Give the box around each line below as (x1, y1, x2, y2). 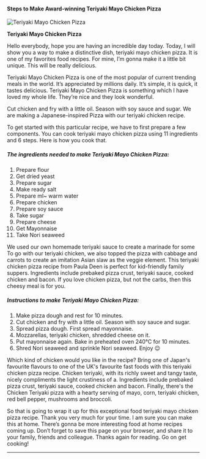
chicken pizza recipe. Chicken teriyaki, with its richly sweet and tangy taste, (7, 369, 198, 377)
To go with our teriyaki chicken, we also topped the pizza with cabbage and (7, 250, 197, 257)
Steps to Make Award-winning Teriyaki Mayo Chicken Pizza (7, 5, 161, 12)
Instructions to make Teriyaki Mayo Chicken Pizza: (7, 296, 139, 304)
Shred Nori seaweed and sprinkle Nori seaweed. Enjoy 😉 (15, 344, 161, 352)
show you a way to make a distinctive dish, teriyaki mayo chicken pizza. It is (7, 49, 198, 56)
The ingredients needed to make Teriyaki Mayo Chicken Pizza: (7, 150, 170, 158)
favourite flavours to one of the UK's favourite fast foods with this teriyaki (7, 363, 192, 371)
